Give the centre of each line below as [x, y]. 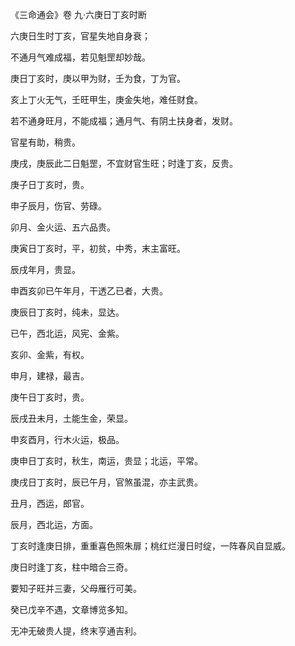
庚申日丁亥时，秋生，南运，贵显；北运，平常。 [106, 461]
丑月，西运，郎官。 [50, 503]
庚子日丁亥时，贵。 [50, 184]
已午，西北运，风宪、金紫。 [67, 333]
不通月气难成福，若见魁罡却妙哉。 [80, 57]
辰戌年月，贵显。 [45, 269]
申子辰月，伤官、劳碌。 [58, 206]
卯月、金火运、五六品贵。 [63, 227]
